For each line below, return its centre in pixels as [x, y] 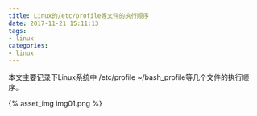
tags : [17, 31]
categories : [28, 46]
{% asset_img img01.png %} [55, 103]
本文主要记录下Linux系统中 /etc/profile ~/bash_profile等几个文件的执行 [125, 77]
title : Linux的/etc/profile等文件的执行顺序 [79, 16]
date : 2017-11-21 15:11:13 [54, 23]
